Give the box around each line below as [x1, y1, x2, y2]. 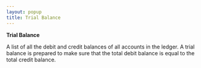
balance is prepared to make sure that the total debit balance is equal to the [6, 49, 195, 56]
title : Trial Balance [6, 15, 61, 21]
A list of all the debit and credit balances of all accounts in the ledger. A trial [6, 43, 195, 50]
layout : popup [6, 8, 42, 15]
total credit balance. [6, 56, 56, 63]
